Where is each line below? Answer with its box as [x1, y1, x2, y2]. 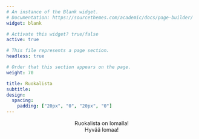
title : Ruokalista [6, 80, 53, 86]
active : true [6, 37, 39, 43]
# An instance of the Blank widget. [6, 8, 99, 15]
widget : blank [6, 20, 42, 26]
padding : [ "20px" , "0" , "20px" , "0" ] [17, 103, 113, 109]
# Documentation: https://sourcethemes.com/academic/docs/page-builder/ [6, 15, 194, 21]
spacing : [11, 97, 34, 103]
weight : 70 [6, 69, 34, 76]
